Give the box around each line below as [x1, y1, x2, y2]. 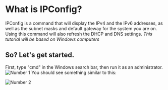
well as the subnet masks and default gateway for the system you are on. [5, 25, 157, 31]
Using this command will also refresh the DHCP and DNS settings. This [5, 31, 153, 37]
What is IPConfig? [5, 4, 82, 15]
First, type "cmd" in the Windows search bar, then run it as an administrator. [5, 64, 163, 70]
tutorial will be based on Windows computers [5, 36, 100, 42]
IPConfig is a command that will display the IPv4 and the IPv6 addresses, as [5, 20, 163, 26]
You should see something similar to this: [31, 69, 117, 75]
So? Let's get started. [5, 51, 75, 59]
